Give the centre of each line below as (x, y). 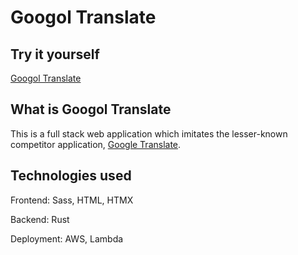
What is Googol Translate (91, 109)
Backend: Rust (40, 219)
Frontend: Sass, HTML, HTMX (72, 200)
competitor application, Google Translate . (96, 144)
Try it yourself (55, 54)
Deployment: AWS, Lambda (67, 238)
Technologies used (71, 176)
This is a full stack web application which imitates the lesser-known (149, 133)
